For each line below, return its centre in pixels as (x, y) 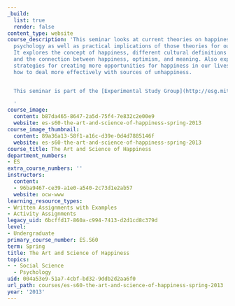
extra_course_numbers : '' (45, 168)
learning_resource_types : (45, 201)
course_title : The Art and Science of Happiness (79, 149)
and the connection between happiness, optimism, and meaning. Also (115, 59)
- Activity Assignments (42, 214)
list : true (29, 20)
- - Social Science (36, 266)
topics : (19, 259)
